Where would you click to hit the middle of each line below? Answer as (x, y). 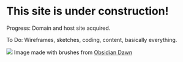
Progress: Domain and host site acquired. (58, 28)
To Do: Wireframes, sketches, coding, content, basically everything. (92, 40)
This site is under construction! (88, 11)
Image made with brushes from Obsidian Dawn (73, 52)
